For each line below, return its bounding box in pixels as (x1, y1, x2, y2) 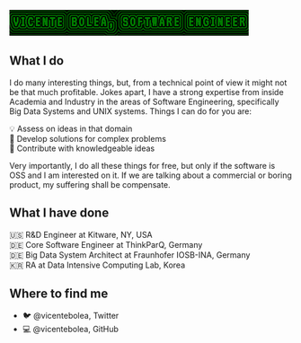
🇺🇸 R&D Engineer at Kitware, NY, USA (9, 229, 153, 240)
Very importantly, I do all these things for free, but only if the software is (9, 160, 276, 171)
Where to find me (9, 286, 109, 302)
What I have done (9, 206, 110, 221)
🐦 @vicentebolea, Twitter (22, 311, 120, 321)
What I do (9, 53, 65, 68)
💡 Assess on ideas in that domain (9, 123, 133, 134)
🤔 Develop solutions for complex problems (9, 133, 166, 144)
